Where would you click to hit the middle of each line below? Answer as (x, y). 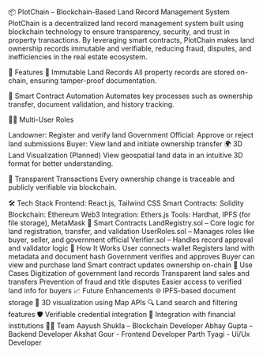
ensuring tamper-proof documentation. (93, 81)
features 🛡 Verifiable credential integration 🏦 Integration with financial (122, 314)
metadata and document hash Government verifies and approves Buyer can (131, 257)
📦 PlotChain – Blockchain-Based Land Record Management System (119, 12)
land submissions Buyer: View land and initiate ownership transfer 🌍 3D (126, 144)
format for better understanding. (61, 164)
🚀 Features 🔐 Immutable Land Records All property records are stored (122, 72)
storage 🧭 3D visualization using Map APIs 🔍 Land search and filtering (123, 302)
